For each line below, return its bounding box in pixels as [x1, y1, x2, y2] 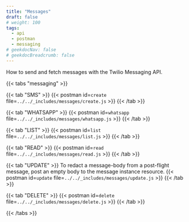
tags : [6, 25, 19, 31]
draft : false [6, 14, 38, 20]
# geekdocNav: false [6, 47, 57, 53]
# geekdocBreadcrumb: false [6, 52, 75, 58]
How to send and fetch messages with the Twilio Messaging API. [6, 68, 163, 75]
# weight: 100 [6, 19, 41, 25]
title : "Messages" [6, 8, 51, 15]
